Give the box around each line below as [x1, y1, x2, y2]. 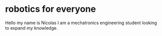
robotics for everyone [5, 3, 96, 15]
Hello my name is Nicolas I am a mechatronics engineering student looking [5, 20, 157, 26]
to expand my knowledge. [5, 25, 58, 31]
